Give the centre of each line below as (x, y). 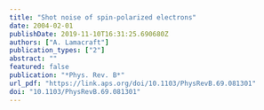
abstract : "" (33, 59)
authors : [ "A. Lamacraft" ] (59, 42)
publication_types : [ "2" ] (57, 51)
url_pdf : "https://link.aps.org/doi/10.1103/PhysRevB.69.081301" (132, 83)
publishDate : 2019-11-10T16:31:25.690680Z (89, 34)
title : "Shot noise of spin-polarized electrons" (103, 17)
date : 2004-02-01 (41, 26)
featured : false (39, 67)
